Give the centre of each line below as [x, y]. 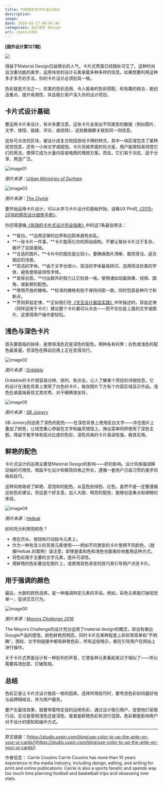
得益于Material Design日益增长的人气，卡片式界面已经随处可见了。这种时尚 [80, 66]
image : [12, 18]
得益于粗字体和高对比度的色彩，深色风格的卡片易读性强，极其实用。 [81, 435]
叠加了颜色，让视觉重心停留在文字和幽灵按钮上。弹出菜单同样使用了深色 [77, 428]
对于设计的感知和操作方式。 [33, 722]
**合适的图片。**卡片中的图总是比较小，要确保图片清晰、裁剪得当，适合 [84, 254]
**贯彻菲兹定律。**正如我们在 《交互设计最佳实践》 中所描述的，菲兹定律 [84, 302]
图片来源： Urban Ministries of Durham [44, 179]
